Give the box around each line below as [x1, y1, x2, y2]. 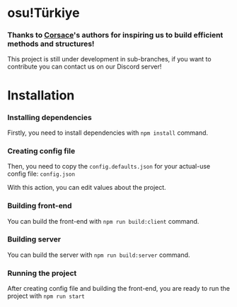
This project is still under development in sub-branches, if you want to [7, 55, 212, 64]
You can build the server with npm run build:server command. [7, 251, 190, 259]
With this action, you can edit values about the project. [7, 183, 166, 192]
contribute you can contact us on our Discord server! [7, 62, 162, 71]
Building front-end [7, 201, 72, 211]
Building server [7, 234, 62, 244]
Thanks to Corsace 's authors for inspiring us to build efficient [7, 30, 224, 40]
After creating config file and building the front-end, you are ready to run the [7, 284, 230, 293]
